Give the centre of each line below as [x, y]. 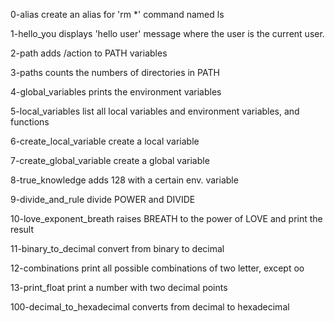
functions [30, 122]
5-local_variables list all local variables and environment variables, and [155, 111]
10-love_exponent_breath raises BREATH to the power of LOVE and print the [166, 218]
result [22, 229]
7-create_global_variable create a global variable [110, 160]
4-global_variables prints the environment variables [116, 92]
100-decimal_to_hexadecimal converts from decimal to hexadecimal [150, 307]
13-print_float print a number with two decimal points [119, 287]
